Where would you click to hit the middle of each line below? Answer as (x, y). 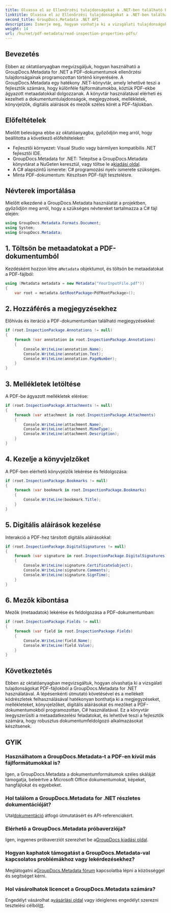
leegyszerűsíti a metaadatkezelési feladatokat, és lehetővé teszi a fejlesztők (85, 716)
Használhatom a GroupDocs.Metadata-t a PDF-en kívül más (81, 757)
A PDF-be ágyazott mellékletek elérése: (47, 396)
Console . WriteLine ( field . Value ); (59, 645)
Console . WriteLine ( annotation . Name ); (63, 349)
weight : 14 (17, 29)
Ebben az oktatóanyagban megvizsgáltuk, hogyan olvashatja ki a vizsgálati (84, 683)
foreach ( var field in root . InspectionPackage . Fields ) (74, 631)
